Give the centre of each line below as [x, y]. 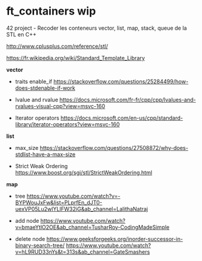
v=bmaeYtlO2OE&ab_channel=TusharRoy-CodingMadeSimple [92, 227]
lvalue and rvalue [37, 100]
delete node [30, 239]
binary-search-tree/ [40, 245]
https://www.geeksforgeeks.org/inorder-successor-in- [115, 239]
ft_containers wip [51, 11]
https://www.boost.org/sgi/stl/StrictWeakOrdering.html [84, 172]
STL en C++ [21, 34]
